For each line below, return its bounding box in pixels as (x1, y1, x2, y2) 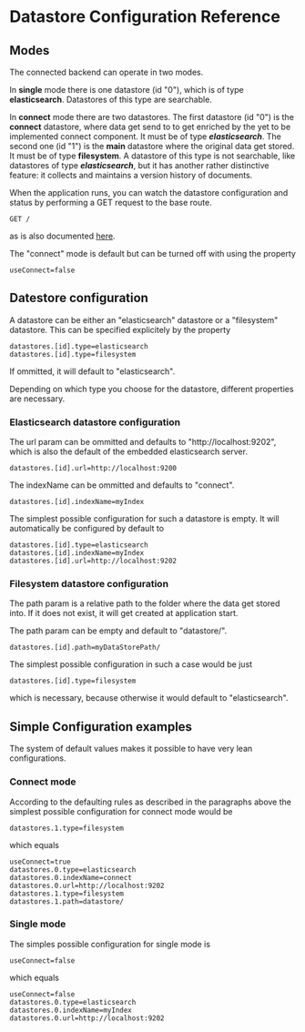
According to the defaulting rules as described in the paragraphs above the (9, 796, 291, 807)
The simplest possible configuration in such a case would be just (9, 659, 253, 670)
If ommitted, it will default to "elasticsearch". (9, 366, 176, 377)
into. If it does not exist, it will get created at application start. (9, 608, 239, 619)
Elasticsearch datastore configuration (9, 416, 180, 429)
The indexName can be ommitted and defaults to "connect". (9, 480, 235, 491)
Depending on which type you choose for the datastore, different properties (9, 383, 294, 394)
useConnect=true (9, 857, 71, 866)
